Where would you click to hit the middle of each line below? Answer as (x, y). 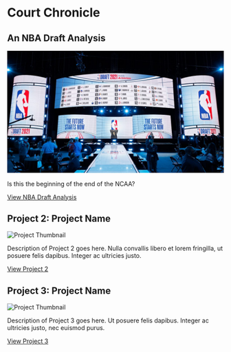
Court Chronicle (54, 13)
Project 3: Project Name (59, 290)
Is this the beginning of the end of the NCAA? (71, 184)
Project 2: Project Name (59, 218)
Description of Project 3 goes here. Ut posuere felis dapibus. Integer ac (108, 320)
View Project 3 (28, 341)
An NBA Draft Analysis (56, 38)
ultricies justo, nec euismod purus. (56, 328)
